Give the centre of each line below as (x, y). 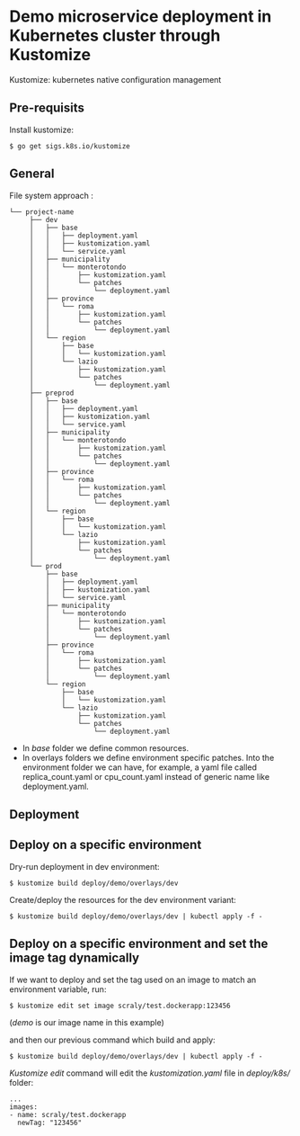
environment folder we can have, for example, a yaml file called (140, 767)
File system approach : (52, 195)
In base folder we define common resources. (106, 747)
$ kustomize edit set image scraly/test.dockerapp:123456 (120, 1006)
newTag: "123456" (50, 1123)
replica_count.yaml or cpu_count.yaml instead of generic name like (146, 776)
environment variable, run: (58, 989)
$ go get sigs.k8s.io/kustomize (70, 146)
